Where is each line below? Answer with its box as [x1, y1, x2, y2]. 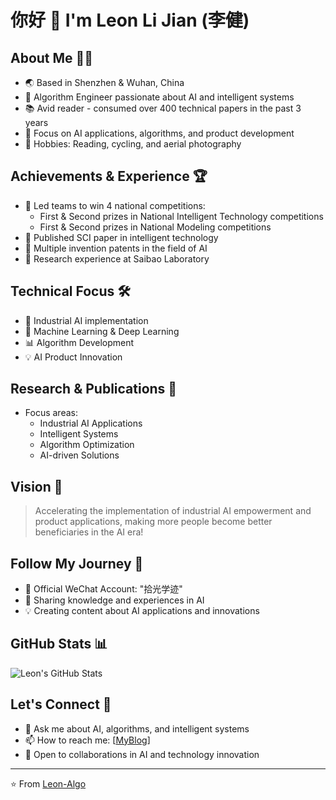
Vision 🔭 [10, 478, 63, 495]
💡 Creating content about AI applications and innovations [24, 605, 260, 617]
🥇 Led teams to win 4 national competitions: [24, 199, 206, 211]
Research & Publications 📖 [10, 381, 178, 398]
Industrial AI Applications [39, 417, 143, 430]
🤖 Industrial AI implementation [24, 314, 149, 326]
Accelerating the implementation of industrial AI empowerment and [34, 505, 312, 517]
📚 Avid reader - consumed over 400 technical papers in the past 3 [24, 102, 302, 114]
